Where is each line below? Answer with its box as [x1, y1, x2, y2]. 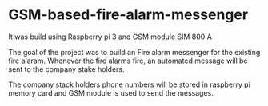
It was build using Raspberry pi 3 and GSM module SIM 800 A [8, 32, 212, 41]
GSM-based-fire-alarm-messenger [8, 6, 249, 24]
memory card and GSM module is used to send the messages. [8, 88, 214, 97]
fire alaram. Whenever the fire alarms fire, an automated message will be [8, 56, 248, 65]
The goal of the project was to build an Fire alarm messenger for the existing [8, 47, 261, 57]
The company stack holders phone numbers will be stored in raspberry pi [8, 80, 250, 89]
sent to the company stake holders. [8, 64, 126, 73]
